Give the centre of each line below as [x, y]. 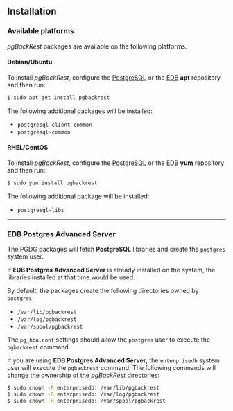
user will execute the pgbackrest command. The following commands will [112, 368]
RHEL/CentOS [28, 148]
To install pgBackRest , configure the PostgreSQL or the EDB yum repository [115, 163]
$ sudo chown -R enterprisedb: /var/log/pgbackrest [83, 394]
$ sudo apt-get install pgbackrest [59, 97]
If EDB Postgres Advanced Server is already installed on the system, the [111, 270]
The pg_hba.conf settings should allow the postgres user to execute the [109, 340]
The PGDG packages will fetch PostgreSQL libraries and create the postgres [116, 250]
